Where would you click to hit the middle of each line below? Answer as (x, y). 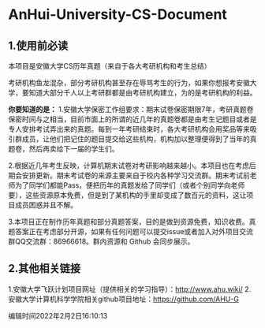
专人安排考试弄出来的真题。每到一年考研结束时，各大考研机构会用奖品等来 (129, 129)
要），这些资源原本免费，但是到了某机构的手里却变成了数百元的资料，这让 (127, 195)
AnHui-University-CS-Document (118, 15)
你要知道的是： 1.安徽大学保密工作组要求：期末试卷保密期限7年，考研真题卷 (131, 109)
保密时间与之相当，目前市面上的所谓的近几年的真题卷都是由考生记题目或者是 (132, 119)
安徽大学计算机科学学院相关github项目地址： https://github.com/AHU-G (123, 299)
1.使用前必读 (38, 45)
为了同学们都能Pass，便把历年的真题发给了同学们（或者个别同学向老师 (130, 185)
